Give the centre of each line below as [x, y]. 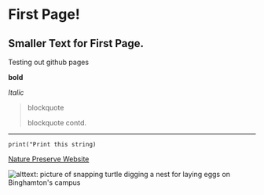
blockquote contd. [57, 123]
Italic [16, 92]
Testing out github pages [48, 62]
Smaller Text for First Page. [76, 43]
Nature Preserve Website [49, 159]
